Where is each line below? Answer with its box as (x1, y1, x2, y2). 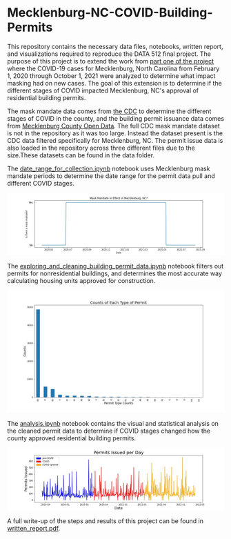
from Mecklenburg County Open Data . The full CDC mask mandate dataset (7, 121, 221, 130)
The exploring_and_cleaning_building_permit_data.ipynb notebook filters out (7, 262, 224, 270)
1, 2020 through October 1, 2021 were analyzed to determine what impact (7, 71, 216, 80)
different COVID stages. (7, 179, 74, 187)
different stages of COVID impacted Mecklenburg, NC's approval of (7, 86, 199, 95)
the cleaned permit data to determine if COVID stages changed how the (7, 427, 211, 435)
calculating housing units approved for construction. (7, 276, 156, 284)
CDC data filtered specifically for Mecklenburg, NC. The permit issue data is (7, 136, 223, 144)
